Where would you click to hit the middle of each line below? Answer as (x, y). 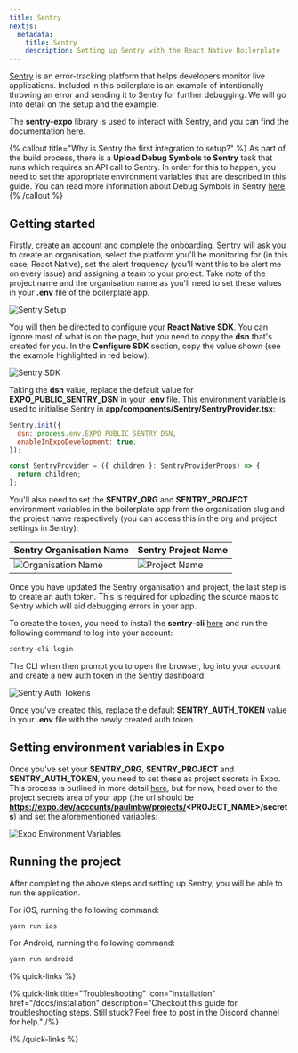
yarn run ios (33, 926)
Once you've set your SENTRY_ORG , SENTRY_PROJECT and (122, 769)
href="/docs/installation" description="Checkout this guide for (124, 1003)
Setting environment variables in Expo (117, 748)
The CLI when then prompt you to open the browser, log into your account (145, 665)
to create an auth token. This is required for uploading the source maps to (144, 597)
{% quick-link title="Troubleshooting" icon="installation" (113, 993)
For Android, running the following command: (92, 943)
